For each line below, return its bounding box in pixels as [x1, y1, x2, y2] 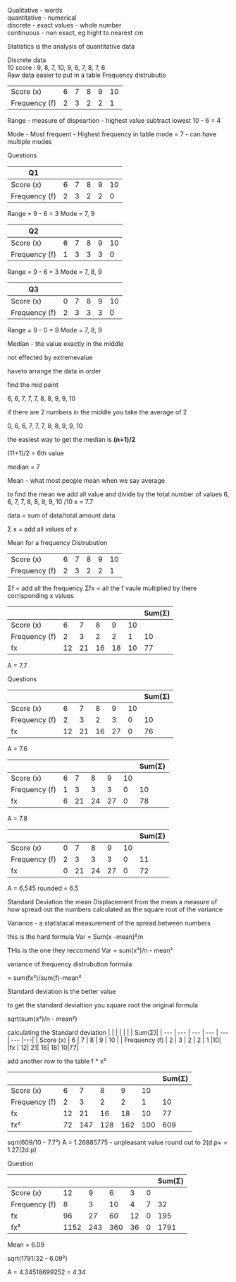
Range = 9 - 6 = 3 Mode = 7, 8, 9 [7, 268, 102, 276]
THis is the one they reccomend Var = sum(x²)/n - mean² [7, 946, 173, 954]
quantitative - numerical [7, 13, 77, 22]
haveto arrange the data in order [7, 367, 101, 375]
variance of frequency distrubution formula [7, 960, 132, 968]
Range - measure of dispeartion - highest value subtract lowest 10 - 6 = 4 [7, 116, 221, 124]
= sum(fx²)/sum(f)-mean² [7, 974, 82, 982]
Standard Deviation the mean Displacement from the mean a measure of [7, 898, 218, 906]
